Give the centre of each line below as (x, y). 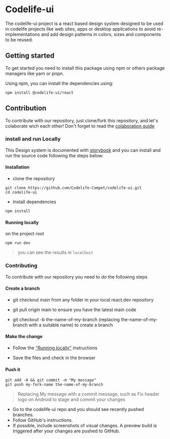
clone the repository (34, 179)
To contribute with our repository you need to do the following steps (76, 277)
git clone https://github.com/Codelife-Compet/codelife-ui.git (74, 188)
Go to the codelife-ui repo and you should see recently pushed (78, 409)
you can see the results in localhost (56, 253)
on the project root (25, 234)
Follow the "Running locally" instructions (55, 348)
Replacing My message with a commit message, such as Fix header (89, 394)
